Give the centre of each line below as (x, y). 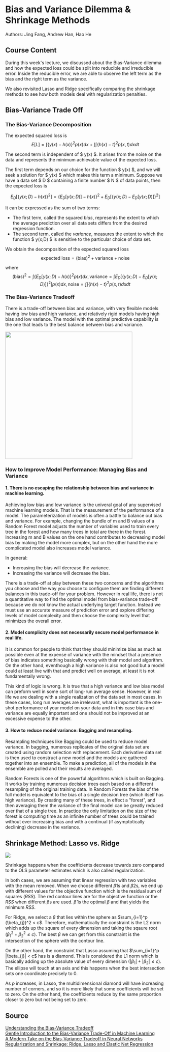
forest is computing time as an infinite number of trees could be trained (80, 816)
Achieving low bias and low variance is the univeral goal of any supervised (83, 505)
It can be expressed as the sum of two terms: (53, 208)
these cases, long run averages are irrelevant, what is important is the (78, 702)
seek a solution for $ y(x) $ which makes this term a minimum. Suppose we (84, 175)
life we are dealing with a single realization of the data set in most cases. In (84, 697)
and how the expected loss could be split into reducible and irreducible (79, 68)
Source (17, 1016)
